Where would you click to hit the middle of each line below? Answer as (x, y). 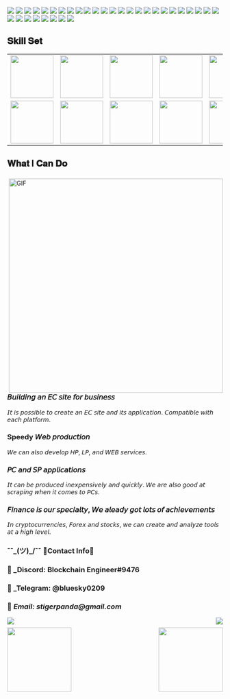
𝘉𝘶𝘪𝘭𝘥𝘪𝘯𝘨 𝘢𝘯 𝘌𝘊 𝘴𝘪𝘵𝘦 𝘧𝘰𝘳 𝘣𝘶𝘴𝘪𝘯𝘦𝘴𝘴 (61, 397)
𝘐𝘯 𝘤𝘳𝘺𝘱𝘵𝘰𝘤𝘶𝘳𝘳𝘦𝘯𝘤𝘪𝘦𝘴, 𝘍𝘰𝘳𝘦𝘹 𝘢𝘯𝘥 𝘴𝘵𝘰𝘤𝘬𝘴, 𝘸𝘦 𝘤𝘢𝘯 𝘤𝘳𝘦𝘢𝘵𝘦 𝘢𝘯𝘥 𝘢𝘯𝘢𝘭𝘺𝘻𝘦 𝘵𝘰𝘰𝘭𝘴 (113, 525)
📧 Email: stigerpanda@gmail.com (64, 606)
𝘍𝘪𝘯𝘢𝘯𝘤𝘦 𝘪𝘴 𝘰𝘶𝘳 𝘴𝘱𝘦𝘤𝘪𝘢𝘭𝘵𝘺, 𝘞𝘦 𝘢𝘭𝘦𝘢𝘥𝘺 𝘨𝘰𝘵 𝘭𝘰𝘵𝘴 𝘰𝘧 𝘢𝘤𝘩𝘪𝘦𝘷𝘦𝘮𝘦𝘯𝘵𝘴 (111, 510)
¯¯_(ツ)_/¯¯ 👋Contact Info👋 (51, 551)
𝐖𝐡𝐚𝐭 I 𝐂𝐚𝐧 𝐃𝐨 (37, 163)
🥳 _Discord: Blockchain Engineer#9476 (74, 570)
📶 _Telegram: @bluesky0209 (56, 588)
